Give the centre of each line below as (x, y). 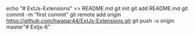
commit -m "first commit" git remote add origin (64, 15)
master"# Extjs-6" (28, 27)
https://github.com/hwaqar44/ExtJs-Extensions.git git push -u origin (90, 21)
